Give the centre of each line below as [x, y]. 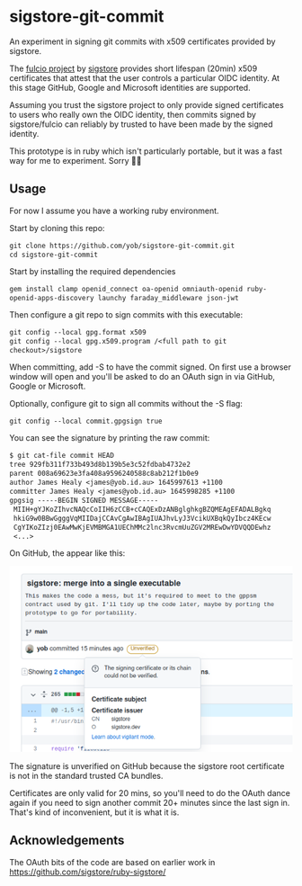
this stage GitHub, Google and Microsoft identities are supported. [130, 87]
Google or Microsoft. [48, 386]
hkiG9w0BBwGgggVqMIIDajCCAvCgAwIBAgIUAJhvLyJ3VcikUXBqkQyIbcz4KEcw [142, 518]
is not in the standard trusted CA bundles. [86, 775]
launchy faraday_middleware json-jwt [169, 298]
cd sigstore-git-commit [54, 255]
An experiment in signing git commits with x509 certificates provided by [142, 41]
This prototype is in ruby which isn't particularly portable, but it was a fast [146, 151]
